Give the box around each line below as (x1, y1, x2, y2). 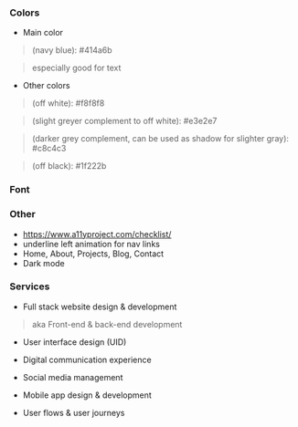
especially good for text (31, 62, 122, 74)
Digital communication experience (22, 354, 153, 365)
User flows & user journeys (22, 407, 125, 418)
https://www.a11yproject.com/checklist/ (22, 228, 172, 239)
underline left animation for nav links (22, 238, 160, 249)
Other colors (22, 80, 70, 91)
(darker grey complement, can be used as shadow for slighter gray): (31, 133, 290, 144)
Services (9, 280, 50, 293)
